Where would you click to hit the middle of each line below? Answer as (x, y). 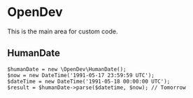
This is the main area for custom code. (63, 31)
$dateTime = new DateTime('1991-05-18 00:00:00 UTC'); (89, 81)
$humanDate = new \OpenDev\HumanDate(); (67, 69)
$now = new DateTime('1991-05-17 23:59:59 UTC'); (81, 75)
